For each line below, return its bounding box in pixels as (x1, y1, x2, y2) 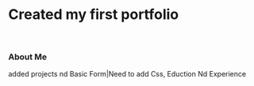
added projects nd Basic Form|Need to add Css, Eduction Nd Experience (8, 69, 247, 79)
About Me (8, 51, 48, 62)
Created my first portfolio (8, 6, 179, 24)
